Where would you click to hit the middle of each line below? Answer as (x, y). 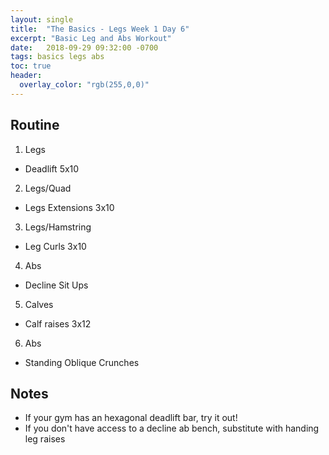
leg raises (45, 439)
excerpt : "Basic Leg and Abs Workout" (91, 38)
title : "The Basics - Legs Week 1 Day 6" (100, 29)
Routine (35, 125)
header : (26, 76)
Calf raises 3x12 (58, 323)
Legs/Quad (48, 188)
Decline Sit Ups (56, 285)
